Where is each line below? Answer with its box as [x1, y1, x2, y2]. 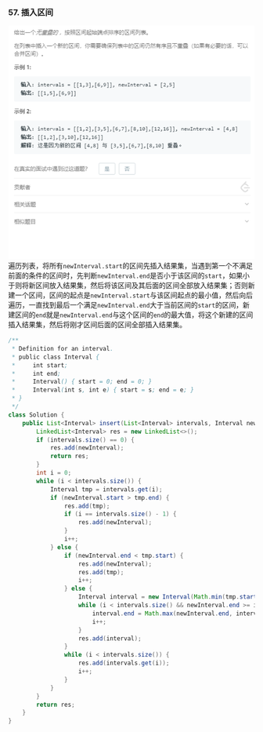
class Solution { [8, 410, 65, 419]
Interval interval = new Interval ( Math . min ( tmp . [77, 593, 240, 601]
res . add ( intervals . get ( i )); [77, 659, 170, 668]
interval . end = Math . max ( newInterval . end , [92, 610, 233, 617]
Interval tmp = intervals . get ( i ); [49, 485, 163, 493]
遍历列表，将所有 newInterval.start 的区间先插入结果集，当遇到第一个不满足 [8, 261, 253, 271]
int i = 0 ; [36, 469, 72, 477]
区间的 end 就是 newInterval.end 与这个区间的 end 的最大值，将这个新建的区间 [14, 310, 254, 319]
